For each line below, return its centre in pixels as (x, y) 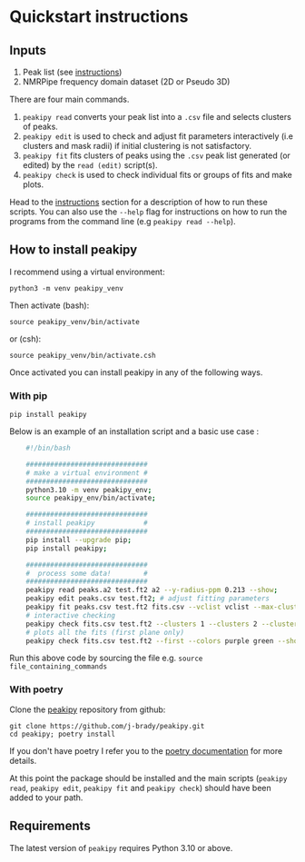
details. (23, 760)
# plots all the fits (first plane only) (105, 632)
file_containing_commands (58, 667)
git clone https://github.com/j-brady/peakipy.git (107, 726)
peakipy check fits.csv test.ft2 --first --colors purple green (150, 641)
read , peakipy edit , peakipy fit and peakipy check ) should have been (141, 788)
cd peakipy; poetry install (63, 734)
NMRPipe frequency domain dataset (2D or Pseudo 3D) (126, 82)
